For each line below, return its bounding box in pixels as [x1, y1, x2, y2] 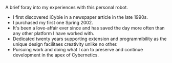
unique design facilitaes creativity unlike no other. [12, 41, 118, 47]
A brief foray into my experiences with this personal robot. [5, 5, 128, 10]
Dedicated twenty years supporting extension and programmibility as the [12, 36, 167, 42]
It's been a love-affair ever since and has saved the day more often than [12, 25, 165, 31]
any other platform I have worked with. [12, 30, 95, 36]
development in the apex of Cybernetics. [12, 52, 99, 58]
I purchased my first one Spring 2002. [12, 20, 93, 25]
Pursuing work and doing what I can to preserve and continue [12, 47, 143, 52]
